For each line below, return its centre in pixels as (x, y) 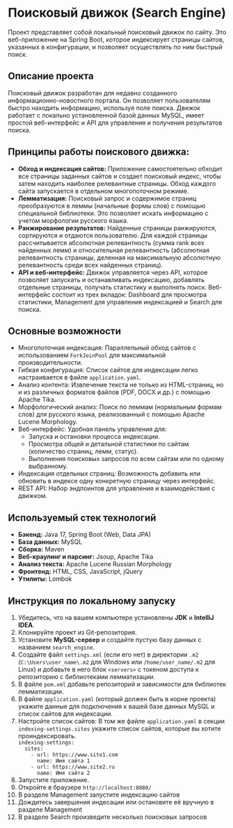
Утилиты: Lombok (45, 579)
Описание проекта (51, 76)
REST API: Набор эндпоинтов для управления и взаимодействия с (116, 488)
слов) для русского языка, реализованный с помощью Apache (111, 414)
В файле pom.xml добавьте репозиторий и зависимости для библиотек (122, 684)
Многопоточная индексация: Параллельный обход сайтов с (107, 348)
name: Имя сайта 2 (63, 773)
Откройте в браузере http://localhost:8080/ (85, 787)
